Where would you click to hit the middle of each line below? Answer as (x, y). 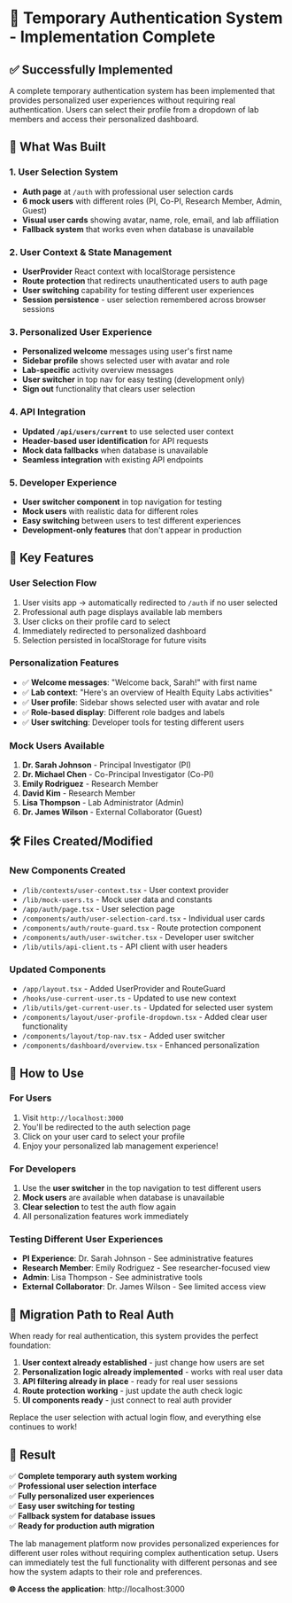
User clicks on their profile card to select (96, 621)
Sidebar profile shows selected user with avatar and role (126, 361)
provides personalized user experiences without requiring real (123, 100)
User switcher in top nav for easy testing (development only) (133, 379)
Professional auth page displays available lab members (122, 611)
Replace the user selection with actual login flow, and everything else (135, 1418)
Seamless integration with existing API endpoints (112, 459)
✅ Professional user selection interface (83, 1486)
